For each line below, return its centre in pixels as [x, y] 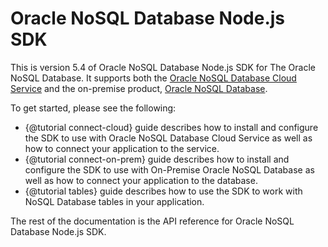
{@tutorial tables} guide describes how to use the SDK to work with [163, 191]
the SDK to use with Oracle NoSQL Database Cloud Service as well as [168, 138]
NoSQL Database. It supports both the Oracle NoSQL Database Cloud [153, 78]
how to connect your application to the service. [122, 148]
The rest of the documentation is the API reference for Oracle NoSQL [152, 221]
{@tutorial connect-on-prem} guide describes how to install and [157, 159]
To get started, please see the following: [93, 108]
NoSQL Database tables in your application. [114, 201]
